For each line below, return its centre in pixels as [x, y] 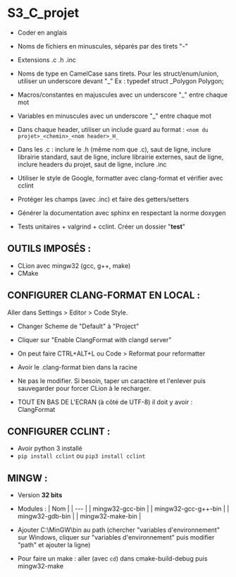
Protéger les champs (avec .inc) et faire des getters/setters [103, 199]
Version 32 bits [40, 495]
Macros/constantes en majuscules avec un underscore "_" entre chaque [122, 95]
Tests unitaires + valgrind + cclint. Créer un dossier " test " [101, 226]
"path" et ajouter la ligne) [54, 545]
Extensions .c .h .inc [46, 60]
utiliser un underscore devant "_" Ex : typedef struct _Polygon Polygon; [120, 81]
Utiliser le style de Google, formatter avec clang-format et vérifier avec [120, 178]
